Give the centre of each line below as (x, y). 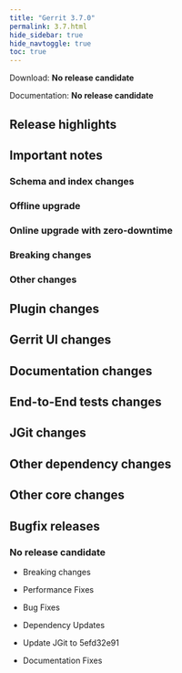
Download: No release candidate (72, 78)
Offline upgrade (45, 205)
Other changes (43, 279)
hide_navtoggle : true (51, 43)
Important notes (56, 155)
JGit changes (48, 433)
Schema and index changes (72, 181)
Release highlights (63, 124)
